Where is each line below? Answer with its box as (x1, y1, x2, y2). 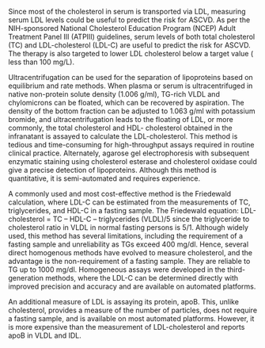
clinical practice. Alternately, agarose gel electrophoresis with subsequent (8, 148, 250, 158)
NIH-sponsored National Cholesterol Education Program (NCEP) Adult (8, 24, 236, 33)
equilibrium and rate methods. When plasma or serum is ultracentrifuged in (8, 81, 253, 90)
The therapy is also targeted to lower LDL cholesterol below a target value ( (8, 49, 254, 58)
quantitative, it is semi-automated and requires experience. (8, 174, 200, 183)
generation (8, 273, 44, 282)
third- (226, 265, 246, 274)
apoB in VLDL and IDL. (8, 331, 81, 340)
